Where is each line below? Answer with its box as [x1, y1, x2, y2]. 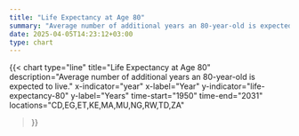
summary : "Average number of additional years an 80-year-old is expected [9, 21, 293, 30]
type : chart [9, 37, 53, 47]
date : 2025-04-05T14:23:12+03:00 [9, 29, 133, 38]
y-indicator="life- [201, 81, 265, 92]
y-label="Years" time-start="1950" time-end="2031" [70, 91, 263, 101]
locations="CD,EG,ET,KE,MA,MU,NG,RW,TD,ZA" [9, 100, 185, 111]
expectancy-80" [9, 91, 69, 101]
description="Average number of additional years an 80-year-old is [9, 72, 255, 83]
